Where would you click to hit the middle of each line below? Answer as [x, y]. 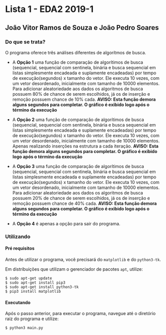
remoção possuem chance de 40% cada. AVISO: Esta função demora [84, 203]
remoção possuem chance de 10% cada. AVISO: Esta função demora [84, 99]
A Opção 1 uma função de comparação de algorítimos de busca [78, 62]
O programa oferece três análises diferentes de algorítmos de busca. [76, 52]
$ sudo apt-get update [29, 278]
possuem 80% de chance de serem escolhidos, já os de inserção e [81, 94]
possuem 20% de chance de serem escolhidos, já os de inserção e [81, 198]
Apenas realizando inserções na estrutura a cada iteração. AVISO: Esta [85, 146]
